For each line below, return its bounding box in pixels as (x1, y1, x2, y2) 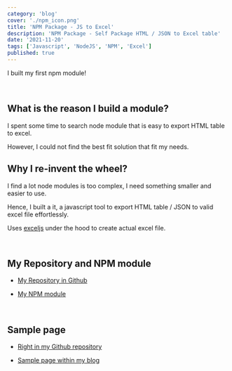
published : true (7, 50, 55, 57)
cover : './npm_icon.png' (7, 17, 80, 24)
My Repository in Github (17, 276, 88, 285)
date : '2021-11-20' (7, 37, 64, 44)
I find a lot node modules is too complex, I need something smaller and (7, 181, 212, 190)
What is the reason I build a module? (7, 103, 170, 115)
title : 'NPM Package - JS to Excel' (7, 23, 114, 30)
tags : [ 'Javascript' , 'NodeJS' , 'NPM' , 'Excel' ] (7, 43, 152, 50)
